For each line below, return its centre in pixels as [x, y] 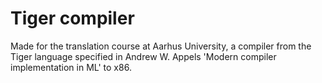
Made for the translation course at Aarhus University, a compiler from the [161, 46]
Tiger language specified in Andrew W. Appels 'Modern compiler [143, 56]
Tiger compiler [72, 18]
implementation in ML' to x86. [71, 67]
